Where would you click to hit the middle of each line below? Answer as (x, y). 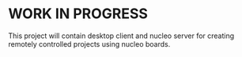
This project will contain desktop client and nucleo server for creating (121, 36)
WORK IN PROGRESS (78, 14)
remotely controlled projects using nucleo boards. (89, 44)
